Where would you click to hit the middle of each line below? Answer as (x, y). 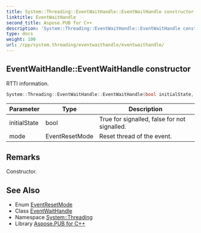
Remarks (23, 157)
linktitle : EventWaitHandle (41, 17)
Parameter (25, 109)
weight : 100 (21, 39)
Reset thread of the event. (135, 136)
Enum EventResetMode (44, 205)
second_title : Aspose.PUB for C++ (49, 23)
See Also (23, 190)
